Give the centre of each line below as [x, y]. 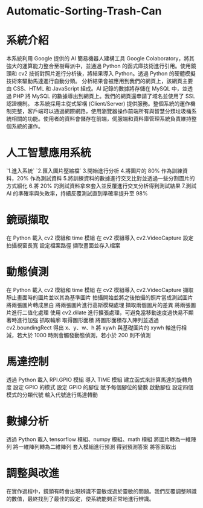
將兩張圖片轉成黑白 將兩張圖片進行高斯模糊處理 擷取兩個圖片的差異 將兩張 [98, 305]
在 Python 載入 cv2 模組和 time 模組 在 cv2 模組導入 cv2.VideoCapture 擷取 [100, 290]
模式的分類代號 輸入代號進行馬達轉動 [52, 395]
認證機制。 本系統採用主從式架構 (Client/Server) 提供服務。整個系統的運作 [98, 104]
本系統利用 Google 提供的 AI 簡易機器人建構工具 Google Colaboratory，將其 [100, 59]
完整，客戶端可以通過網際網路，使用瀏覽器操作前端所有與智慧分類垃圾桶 [101, 111]
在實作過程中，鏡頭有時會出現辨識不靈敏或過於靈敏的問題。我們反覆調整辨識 [101, 491]
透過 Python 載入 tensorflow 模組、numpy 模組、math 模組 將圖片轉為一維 [99, 439]
